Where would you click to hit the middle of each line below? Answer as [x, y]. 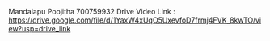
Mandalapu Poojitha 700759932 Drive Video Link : [92, 12]
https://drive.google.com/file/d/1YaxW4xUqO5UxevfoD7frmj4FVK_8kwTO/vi [135, 20]
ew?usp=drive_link [40, 29]
